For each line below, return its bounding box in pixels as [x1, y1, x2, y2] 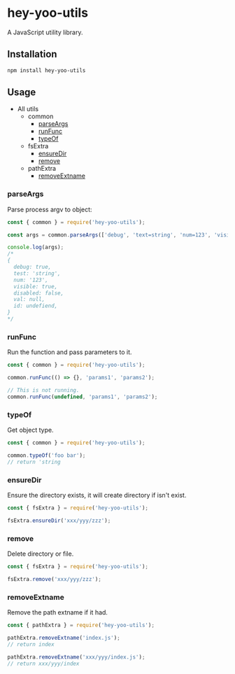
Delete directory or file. [7, 549, 74, 558]
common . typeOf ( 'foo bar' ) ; [7, 451, 86, 459]
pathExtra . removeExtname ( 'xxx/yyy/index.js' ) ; [7, 653, 145, 661]
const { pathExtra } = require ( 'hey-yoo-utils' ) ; [7, 622, 155, 629]
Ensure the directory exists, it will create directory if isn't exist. [7, 491, 187, 499]
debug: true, [13, 264, 52, 271]
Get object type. [7, 426, 54, 435]
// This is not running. [7, 387, 80, 394]
